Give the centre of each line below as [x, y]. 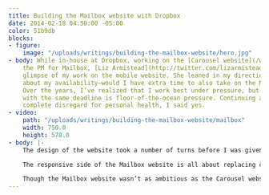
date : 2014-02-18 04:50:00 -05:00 [66, 23]
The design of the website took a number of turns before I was [132, 150]
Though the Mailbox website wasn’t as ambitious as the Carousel [134, 179]
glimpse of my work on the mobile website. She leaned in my [126, 75]
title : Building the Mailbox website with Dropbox [94, 16]
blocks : [21, 38]
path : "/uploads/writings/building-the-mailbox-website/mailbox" [134, 120]
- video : [23, 113]
